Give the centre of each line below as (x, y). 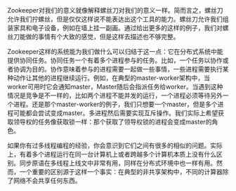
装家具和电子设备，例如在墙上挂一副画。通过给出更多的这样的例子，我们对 (115, 28)
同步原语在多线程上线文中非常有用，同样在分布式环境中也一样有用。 (118, 163)
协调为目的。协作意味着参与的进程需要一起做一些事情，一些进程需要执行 (118, 69)
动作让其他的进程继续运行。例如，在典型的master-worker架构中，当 (112, 78)
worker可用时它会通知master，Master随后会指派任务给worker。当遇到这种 (115, 87)
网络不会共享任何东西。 (47, 180)
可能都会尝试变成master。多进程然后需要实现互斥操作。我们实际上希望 (116, 113)
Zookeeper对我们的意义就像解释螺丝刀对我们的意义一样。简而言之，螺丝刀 (115, 10)
